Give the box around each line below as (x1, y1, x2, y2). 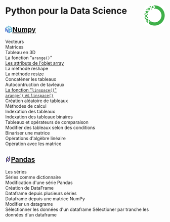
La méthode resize (5, 71, 44, 77)
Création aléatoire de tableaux (5, 98, 68, 104)
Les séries (5, 168, 27, 174)
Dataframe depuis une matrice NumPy (5, 195, 85, 202)
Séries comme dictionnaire (5, 174, 61, 180)
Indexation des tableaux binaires (5, 114, 73, 120)
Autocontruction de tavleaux (5, 81, 65, 87)
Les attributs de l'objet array (5, 60, 64, 66)
